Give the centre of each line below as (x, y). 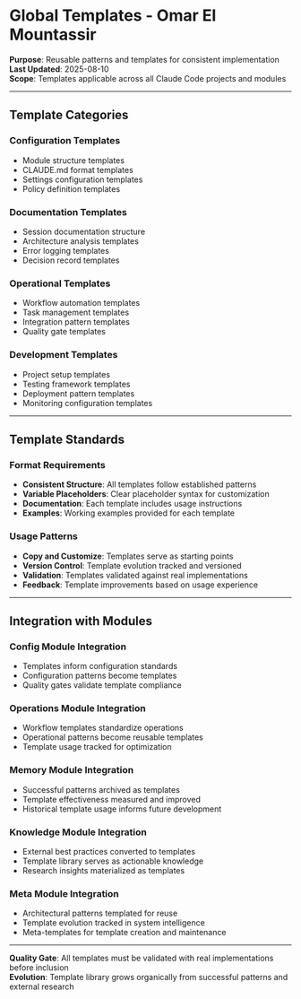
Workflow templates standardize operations (103, 728)
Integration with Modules (81, 621)
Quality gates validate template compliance (102, 685)
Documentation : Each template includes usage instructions (132, 504)
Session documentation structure (84, 231)
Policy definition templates (71, 188)
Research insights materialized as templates (103, 871)
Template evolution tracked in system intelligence (114, 923)
